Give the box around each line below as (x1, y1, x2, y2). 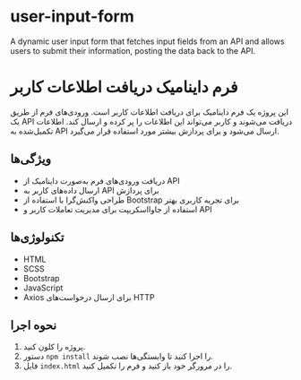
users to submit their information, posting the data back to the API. (10, 45, 256, 56)
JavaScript (22, 282, 64, 293)
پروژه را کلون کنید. (22, 341, 86, 352)
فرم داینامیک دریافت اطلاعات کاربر (10, 77, 238, 98)
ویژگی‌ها (10, 151, 52, 167)
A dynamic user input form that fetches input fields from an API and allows (10, 36, 285, 47)
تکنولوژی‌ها (10, 230, 64, 246)
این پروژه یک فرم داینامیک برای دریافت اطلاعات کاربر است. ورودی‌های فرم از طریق (10, 106, 289, 117)
